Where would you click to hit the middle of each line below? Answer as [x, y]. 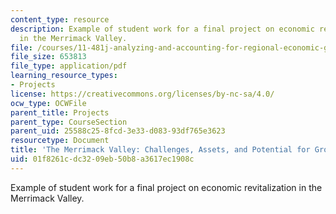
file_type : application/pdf [69, 66]
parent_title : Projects [60, 112]
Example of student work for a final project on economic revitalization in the [166, 187]
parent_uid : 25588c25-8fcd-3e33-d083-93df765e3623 [118, 131]
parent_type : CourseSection [69, 122]
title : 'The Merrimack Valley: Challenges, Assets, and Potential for [160, 150]
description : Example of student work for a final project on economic [162, 29]
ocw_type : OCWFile [48, 103]
